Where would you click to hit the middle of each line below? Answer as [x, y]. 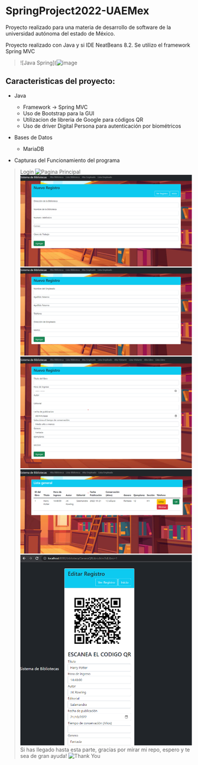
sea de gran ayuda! [43, 756]
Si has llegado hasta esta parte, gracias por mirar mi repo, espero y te [105, 750]
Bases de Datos [33, 137]
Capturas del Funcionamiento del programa [67, 160]
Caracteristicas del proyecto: [61, 81]
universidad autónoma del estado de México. [61, 33]
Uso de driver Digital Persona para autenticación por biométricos [102, 126]
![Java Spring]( [38, 63]
